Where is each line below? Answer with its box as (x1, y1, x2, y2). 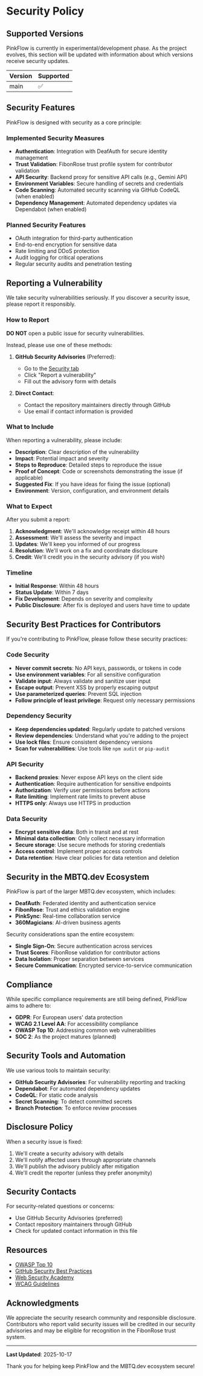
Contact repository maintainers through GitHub (14, 1221, 132, 1228)
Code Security (6, 650, 50, 659)
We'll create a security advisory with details (14, 1150, 124, 1157)
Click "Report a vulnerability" (24, 371, 97, 379)
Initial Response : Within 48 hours (14, 582, 99, 590)
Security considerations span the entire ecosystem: (6, 931, 135, 938)
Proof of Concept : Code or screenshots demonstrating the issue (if (14, 467, 183, 474)
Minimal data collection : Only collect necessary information (14, 835, 165, 842)
